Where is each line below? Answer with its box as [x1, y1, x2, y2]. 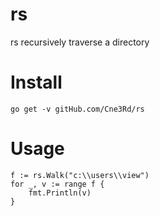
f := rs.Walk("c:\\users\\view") [10, 170, 150, 180]
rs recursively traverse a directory [10, 36, 150, 48]
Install [10, 71, 63, 94]
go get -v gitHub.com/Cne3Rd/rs [10, 104, 145, 114]
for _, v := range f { [10, 179, 105, 189]
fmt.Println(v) [28, 188, 92, 198]
